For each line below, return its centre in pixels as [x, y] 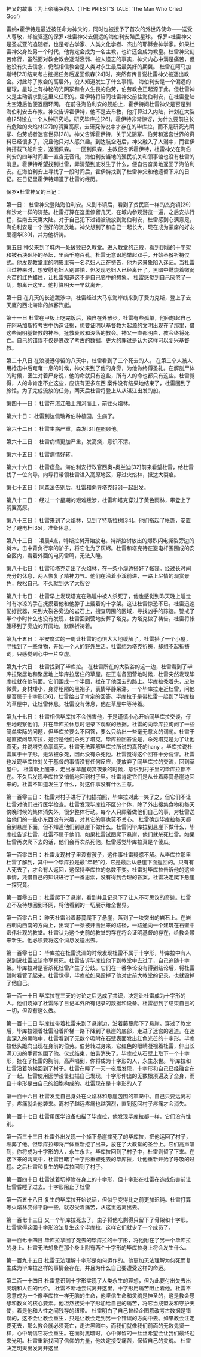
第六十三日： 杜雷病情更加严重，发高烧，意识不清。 [70, 442]
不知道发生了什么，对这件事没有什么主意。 [85, 784]
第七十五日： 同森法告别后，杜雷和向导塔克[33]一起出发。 [78, 487]
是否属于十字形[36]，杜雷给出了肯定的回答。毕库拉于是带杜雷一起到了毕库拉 [100, 696]
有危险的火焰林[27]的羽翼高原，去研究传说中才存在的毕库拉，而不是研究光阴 [100, 127]
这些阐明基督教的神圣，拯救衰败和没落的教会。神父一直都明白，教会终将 [95, 333]
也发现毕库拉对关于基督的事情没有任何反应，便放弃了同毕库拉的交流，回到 [98, 762]
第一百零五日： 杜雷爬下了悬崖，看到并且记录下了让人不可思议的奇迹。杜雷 [99, 897]
